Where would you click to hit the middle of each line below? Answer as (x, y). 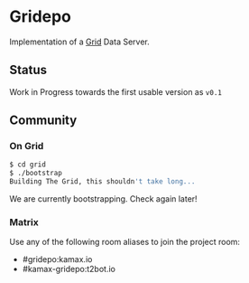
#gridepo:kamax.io (57, 259)
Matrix (24, 222)
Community (43, 121)
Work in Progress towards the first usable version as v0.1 (116, 91)
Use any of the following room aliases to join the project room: (125, 242)
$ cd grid (28, 165)
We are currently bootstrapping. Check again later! (103, 199)
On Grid (27, 146)
